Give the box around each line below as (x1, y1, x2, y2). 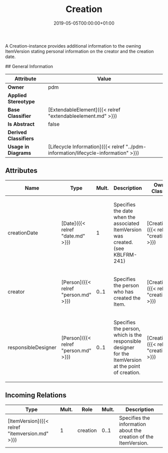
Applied (7, 92, 27, 99)
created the (113, 294, 141, 301)
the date (113, 207, 133, 214)
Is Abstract (7, 120, 35, 127)
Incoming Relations (5, 391, 66, 399)
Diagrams (7, 149, 31, 156)
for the (113, 350, 129, 357)
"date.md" (61, 232, 85, 239)
